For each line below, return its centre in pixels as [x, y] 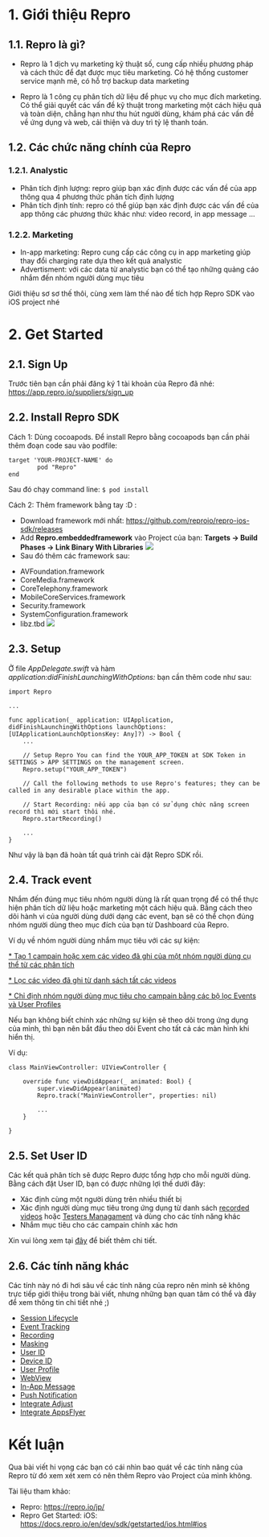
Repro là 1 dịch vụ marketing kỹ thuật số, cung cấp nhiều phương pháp [137, 64]
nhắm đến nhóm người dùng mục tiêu [82, 278]
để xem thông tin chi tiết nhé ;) [59, 1303]
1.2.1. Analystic [38, 171]
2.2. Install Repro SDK [64, 418]
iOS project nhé [34, 302]
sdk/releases [41, 528]
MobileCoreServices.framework [73, 597]
